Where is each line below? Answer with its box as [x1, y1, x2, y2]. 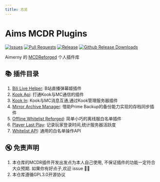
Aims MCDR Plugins [5, 28, 88, 39]
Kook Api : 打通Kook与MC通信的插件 [12, 92, 84, 98]
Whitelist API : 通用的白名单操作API [12, 128, 81, 134]
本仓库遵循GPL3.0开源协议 [12, 172, 66, 178]
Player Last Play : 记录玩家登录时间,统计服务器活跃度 [12, 122, 116, 128]
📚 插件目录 [5, 69, 39, 78]
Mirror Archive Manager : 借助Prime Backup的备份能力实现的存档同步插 [12, 104, 155, 110]
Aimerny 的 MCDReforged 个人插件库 [5, 54, 80, 60]
